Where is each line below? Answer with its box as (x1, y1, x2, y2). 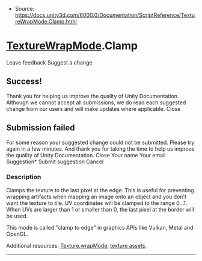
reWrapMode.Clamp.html (14, 18, 77, 25)
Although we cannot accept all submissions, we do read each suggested (6, 99, 186, 106)
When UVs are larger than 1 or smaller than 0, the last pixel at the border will (6, 206, 194, 213)
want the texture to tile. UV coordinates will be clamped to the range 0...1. (6, 199, 188, 207)
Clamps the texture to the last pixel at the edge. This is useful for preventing (6, 186, 194, 193)
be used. (6, 212, 28, 219)
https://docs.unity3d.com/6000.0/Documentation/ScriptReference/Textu (14, 11, 195, 19)
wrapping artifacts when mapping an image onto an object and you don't (6, 193, 187, 200)
